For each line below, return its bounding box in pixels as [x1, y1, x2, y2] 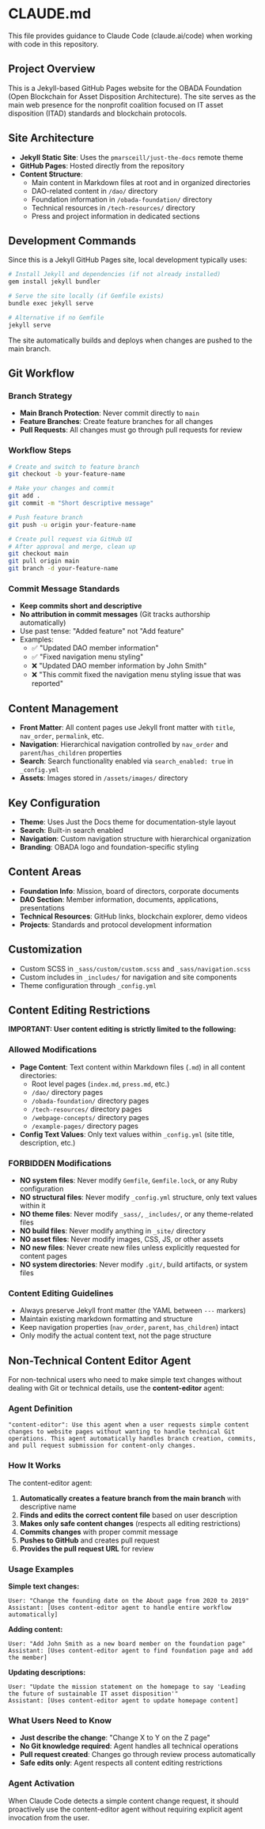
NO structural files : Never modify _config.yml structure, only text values [19, 1192, 258, 1202]
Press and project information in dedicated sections [31, 211, 200, 221]
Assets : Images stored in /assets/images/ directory [19, 773, 188, 783]
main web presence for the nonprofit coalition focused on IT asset [8, 100, 224, 109]
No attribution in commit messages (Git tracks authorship [19, 610, 211, 619]
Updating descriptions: [8, 1668, 86, 1677]
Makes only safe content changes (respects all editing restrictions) [19, 1518, 241, 1528]
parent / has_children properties [19, 748, 123, 758]
